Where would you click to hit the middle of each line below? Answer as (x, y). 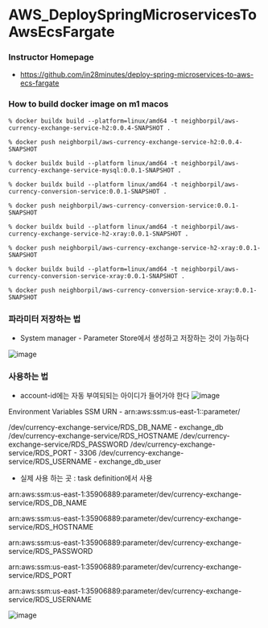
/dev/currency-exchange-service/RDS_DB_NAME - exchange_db (116, 427)
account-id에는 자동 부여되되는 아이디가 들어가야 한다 (105, 396)
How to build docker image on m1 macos (89, 104)
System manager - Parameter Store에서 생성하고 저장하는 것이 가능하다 (134, 338)
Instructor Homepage (51, 57)
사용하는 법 (29, 376)
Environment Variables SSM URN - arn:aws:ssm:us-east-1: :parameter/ (124, 412)
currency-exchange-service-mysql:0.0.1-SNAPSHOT (91, 170)
